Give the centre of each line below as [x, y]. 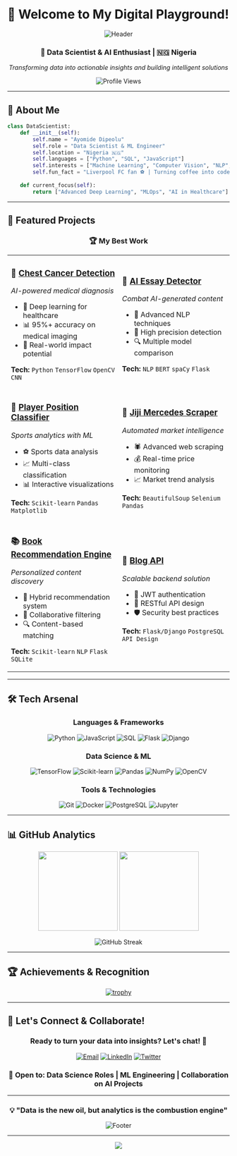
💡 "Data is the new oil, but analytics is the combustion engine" [119, 1110]
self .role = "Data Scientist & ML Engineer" [99, 146]
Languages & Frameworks [119, 722]
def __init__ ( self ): [50, 133]
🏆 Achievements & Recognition [79, 972]
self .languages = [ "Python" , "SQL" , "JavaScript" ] [109, 159]
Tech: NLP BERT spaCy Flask [166, 369]
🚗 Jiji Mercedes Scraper [170, 413]
